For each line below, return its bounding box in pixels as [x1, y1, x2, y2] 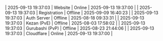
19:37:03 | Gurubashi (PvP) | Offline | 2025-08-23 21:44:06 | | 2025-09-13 [5, 25, 155, 31]
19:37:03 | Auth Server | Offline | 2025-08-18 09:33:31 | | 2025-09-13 [5, 15, 144, 20]
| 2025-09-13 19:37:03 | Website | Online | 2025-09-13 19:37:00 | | [5, 5, 139, 10]
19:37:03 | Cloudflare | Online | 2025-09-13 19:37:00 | [5, 31, 113, 36]
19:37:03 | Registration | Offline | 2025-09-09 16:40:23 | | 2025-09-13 [18, 10, 159, 16]
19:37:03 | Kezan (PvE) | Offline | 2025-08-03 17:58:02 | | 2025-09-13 [5, 20, 145, 26]
